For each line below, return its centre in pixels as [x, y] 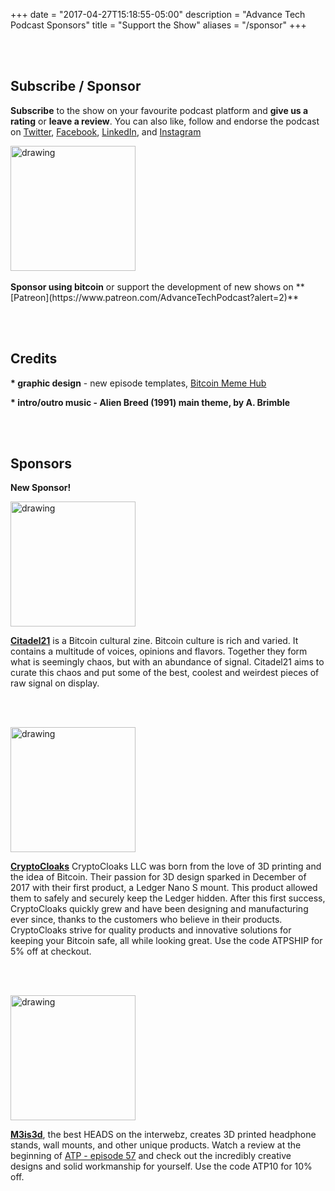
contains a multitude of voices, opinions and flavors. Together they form [159, 651]
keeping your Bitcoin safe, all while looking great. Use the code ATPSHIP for [166, 941]
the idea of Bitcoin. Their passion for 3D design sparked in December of [158, 877]
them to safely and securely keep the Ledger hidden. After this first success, [168, 898]
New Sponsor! [41, 488]
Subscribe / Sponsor [76, 86]
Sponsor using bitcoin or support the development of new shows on [152, 286]
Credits [34, 359]
